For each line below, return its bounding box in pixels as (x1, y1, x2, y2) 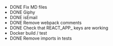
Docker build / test (9, 30, 47, 36)
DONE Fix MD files (9, 4, 47, 10)
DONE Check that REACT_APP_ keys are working (9, 25, 109, 31)
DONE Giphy (9, 9, 35, 15)
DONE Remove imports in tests (9, 35, 72, 41)
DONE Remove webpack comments (9, 20, 82, 25)
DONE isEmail (9, 15, 38, 20)
